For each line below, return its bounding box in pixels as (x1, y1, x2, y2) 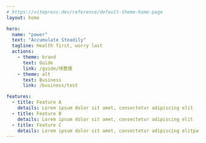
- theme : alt (17, 71, 51, 77)
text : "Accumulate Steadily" (12, 37, 86, 43)
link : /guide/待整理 (22, 65, 72, 71)
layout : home (6, 15, 40, 21)
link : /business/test (22, 82, 78, 89)
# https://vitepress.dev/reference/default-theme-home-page (6, 9, 164, 15)
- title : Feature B (12, 111, 62, 117)
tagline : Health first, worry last (12, 43, 103, 49)
